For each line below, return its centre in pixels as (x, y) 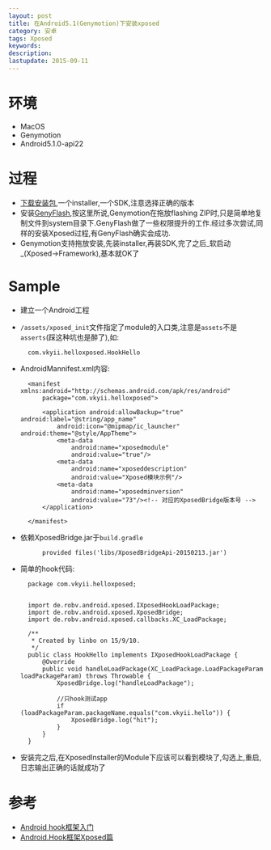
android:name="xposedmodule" (121, 447)
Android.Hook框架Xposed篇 (67, 837)
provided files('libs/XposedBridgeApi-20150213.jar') (134, 552)
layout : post (30, 16)
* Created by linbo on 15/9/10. (86, 641)
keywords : (25, 46)
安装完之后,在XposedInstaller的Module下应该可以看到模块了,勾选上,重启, (141, 757)
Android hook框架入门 (57, 827)
